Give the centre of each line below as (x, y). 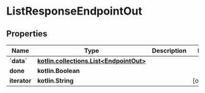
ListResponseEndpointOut (74, 11)
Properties (27, 34)
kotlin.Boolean (59, 71)
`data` (18, 61)
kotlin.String (56, 81)
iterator (20, 81)
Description (169, 51)
